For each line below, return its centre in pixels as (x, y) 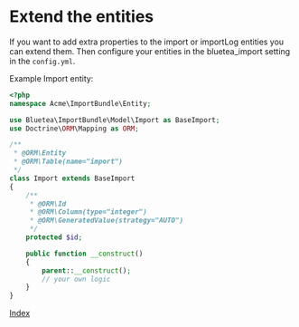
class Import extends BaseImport (72, 178)
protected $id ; (54, 237)
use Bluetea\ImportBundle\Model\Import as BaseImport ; (115, 120)
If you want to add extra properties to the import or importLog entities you (147, 42)
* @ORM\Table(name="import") (68, 162)
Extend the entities (82, 17)
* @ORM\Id (48, 204)
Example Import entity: (51, 78)
